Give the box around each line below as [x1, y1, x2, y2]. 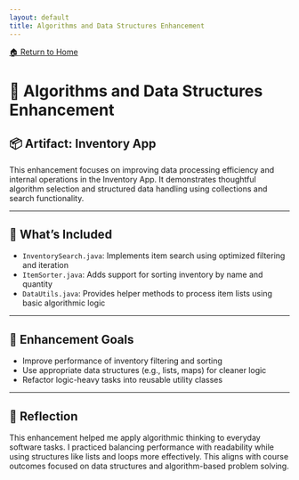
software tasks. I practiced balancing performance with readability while [9, 442, 274, 452]
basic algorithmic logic [21, 297, 106, 308]
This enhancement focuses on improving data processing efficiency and [9, 164, 275, 175]
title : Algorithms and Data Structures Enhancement [9, 21, 205, 30]
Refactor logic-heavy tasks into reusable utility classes [21, 375, 223, 386]
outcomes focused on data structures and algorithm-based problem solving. [9, 460, 289, 471]
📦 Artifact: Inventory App [9, 136, 157, 151]
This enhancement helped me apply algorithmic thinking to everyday [9, 432, 261, 443]
